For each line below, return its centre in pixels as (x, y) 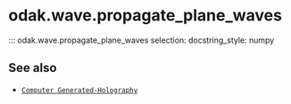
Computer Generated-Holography (79, 90)
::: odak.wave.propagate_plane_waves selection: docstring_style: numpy (141, 40)
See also (33, 68)
